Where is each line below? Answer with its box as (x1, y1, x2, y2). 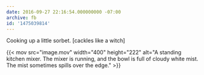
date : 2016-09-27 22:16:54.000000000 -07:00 (6, 9, 121, 15)
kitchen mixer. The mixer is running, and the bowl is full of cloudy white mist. (6, 55, 199, 63)
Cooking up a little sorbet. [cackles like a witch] (6, 37, 125, 45)
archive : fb (6, 15, 37, 21)
